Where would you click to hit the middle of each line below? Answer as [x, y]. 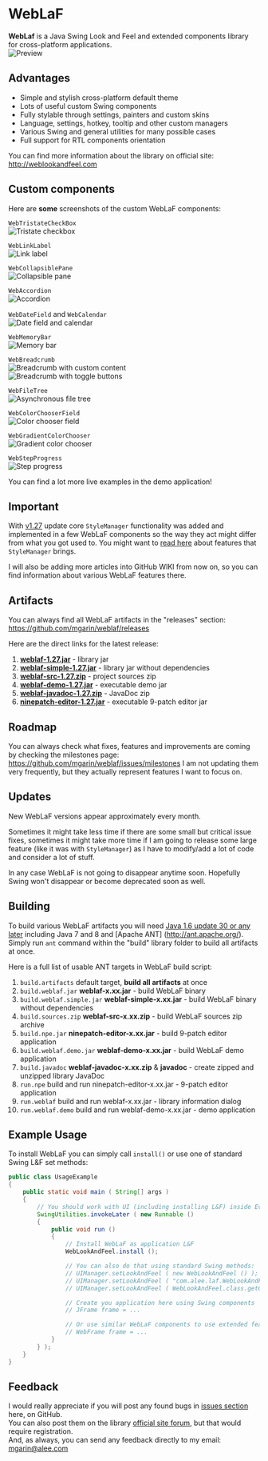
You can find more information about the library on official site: [111, 155]
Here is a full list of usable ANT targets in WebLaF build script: [110, 967]
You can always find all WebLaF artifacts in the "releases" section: [117, 620]
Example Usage [48, 1135]
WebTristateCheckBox [43, 223]
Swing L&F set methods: [48, 1163]
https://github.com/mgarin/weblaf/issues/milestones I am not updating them [134, 763]
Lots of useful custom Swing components [88, 106]
